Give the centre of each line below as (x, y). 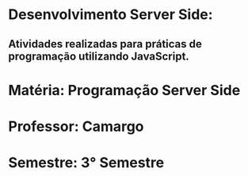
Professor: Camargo (76, 126)
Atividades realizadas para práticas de (105, 44)
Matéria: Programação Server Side (124, 90)
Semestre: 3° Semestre (86, 163)
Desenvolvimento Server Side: (111, 15)
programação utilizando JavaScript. (99, 56)
